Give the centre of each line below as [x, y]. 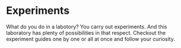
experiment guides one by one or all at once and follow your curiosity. [90, 39]
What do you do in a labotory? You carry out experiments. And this [87, 27]
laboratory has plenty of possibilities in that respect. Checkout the [86, 32]
